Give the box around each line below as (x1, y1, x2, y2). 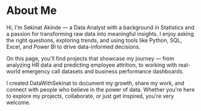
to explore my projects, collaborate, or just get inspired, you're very (6, 92, 174, 99)
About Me (6, 4, 57, 18)
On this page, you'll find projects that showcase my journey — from (6, 55, 174, 62)
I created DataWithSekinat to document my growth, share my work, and (6, 79, 185, 87)
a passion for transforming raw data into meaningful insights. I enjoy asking (6, 30, 194, 37)
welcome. (6, 98, 31, 106)
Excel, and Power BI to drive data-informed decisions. (6, 43, 140, 50)
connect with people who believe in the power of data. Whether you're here (6, 86, 195, 93)
